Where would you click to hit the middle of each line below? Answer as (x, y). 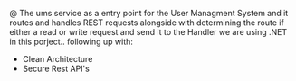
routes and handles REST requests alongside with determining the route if (147, 22)
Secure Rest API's (56, 68)
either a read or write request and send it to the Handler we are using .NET (148, 32)
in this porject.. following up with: (72, 41)
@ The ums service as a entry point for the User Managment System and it (149, 13)
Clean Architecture (57, 59)
